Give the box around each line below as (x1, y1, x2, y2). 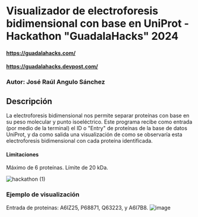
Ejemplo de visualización (6, 190, 80, 199)
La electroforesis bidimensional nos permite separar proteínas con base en (6, 112, 190, 119)
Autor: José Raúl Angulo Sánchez (6, 78, 105, 86)
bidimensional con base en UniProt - (6, 17, 189, 30)
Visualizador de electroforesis (6, 4, 159, 18)
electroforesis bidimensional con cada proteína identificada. (6, 137, 153, 144)
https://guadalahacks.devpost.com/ (6, 63, 98, 70)
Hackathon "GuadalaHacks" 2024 (6, 30, 179, 43)
